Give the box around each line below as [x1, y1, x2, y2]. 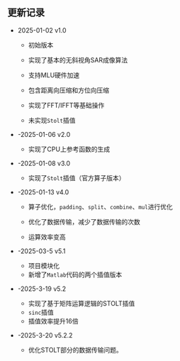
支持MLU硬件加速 [28, 70, 80, 79]
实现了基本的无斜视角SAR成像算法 [28, 55, 128, 64]
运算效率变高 [28, 233, 66, 241]
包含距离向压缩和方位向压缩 [28, 86, 110, 94]
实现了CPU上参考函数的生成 [28, 145, 111, 153]
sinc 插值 [28, 308, 55, 316]
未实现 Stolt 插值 [28, 116, 76, 124]
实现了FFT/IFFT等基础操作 [28, 101, 105, 109]
